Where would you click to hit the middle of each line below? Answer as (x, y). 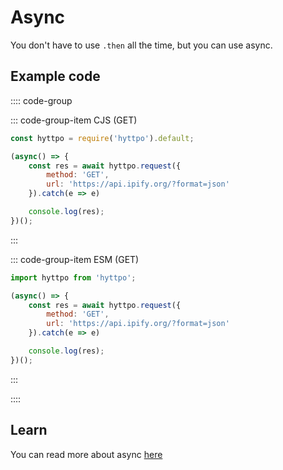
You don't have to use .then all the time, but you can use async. (141, 45)
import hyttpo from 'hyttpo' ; (73, 277)
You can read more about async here (86, 454)
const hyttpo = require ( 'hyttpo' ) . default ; (102, 138)
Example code (55, 76)
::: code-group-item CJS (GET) (74, 120)
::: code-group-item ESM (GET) (75, 259)
